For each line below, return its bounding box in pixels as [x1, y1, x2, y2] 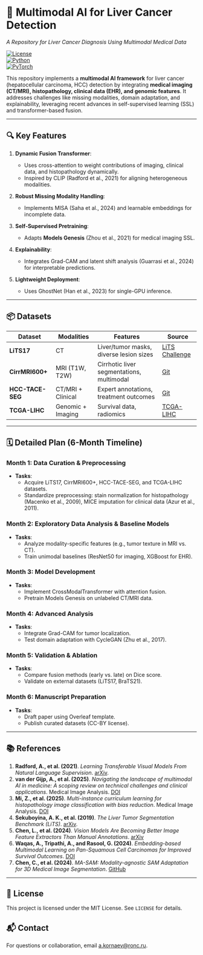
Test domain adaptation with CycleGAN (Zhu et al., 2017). [24, 636, 167, 644]
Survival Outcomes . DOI [14, 852, 76, 859]
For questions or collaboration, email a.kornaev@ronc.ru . [6, 942, 148, 949]
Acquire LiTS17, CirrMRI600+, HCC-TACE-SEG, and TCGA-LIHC [24, 479, 182, 486]
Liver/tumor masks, [97, 342, 152, 351]
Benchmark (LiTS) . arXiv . [14, 820, 78, 827]
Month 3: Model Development [6, 568, 95, 576]
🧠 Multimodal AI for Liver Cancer [6, 5, 173, 19]
